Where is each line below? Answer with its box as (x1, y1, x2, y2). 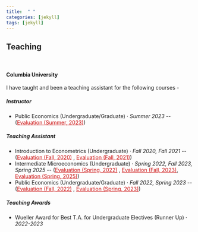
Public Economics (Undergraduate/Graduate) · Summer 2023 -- (14, 113, 171, 120)
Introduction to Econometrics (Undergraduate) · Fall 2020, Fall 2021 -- (14, 148, 187, 155)
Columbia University (6, 71, 58, 78)
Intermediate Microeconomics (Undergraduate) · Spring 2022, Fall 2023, (14, 160, 193, 167)
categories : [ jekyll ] (6, 14, 60, 20)
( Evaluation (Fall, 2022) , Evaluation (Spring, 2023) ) (14, 185, 141, 193)
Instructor (6, 97, 32, 104)
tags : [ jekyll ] (6, 20, 44, 26)
